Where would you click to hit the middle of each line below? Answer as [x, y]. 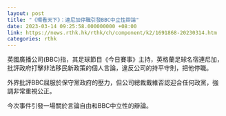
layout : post [26, 13]
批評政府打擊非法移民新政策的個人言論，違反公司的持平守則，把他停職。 [110, 68]
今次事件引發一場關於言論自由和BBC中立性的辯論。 [80, 106]
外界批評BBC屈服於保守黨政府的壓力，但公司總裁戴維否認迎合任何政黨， [110, 82]
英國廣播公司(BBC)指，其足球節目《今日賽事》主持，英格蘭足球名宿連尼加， [115, 60]
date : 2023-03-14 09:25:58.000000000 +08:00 [72, 26]
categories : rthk [32, 39]
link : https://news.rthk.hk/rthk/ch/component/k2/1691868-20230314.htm [112, 33]
